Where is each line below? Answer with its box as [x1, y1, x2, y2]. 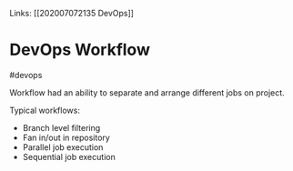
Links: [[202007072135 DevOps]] [9, 8, 135, 18]
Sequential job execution [22, 151, 116, 162]
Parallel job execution [22, 141, 104, 153]
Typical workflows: [9, 105, 80, 116]
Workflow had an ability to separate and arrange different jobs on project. [9, 86, 285, 98]
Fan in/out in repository [22, 132, 111, 143]
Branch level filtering [22, 122, 101, 133]
